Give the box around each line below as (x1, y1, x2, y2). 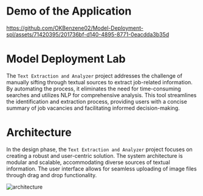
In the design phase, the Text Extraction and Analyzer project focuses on (6, 146, 193, 153)
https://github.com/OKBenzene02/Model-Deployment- (6, 24, 144, 32)
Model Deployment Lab (6, 52, 126, 66)
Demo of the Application (6, 4, 132, 18)
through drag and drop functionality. (6, 171, 97, 178)
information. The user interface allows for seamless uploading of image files (6, 165, 197, 172)
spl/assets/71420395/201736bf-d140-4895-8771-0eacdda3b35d (6, 30, 170, 38)
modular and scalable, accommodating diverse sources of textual (6, 158, 170, 166)
